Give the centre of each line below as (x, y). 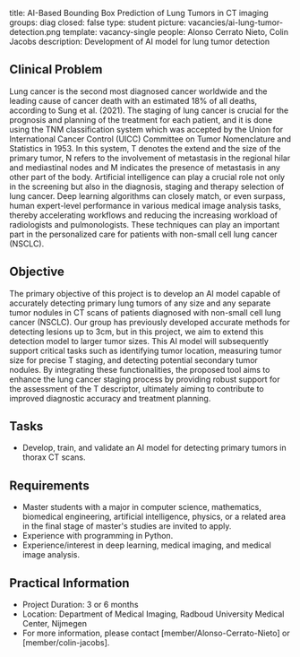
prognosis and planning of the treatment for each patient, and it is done (141, 119)
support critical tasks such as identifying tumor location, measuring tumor (146, 350)
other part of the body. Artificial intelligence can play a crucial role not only (147, 177)
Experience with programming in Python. (98, 536)
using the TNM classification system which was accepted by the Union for (146, 129)
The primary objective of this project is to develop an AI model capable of (145, 293)
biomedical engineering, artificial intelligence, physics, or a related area (154, 517)
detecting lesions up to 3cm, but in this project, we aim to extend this (137, 332)
